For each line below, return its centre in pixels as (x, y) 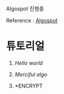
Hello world (29, 63)
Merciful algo (31, 74)
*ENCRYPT (29, 86)
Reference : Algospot (32, 20)
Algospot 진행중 (25, 9)
